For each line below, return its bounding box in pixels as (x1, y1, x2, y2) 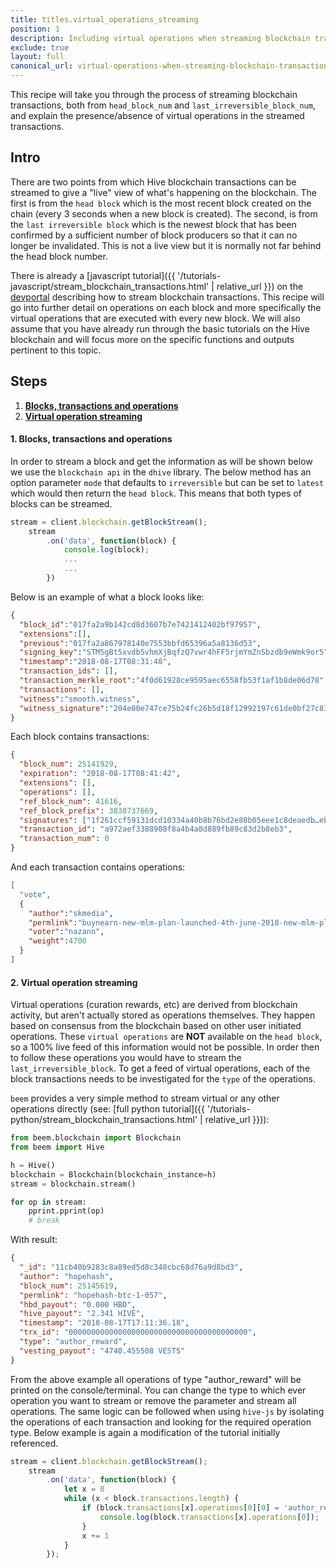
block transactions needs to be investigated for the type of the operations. (10, 1073, 316, 1085)
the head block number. (10, 250, 108, 262)
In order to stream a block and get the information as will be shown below (10, 455, 313, 467)
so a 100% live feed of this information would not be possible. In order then (10, 1041, 320, 1053)
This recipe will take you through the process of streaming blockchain (10, 89, 298, 100)
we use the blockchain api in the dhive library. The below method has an (10, 466, 312, 478)
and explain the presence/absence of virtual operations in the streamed (10, 110, 305, 121)
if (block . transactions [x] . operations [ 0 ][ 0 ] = (81, 1503, 280, 1513)
